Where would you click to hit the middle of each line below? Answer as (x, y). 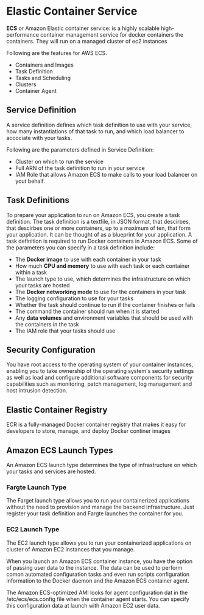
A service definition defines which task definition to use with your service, (99, 125)
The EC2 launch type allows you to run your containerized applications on (99, 543)
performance (23, 34)
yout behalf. (30, 181)
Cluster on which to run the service (59, 161)
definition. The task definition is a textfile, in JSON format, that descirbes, (98, 221)
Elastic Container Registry (57, 410)
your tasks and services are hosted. (51, 471)
